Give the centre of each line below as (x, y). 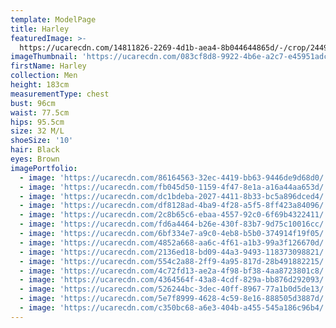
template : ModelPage (53, 19)
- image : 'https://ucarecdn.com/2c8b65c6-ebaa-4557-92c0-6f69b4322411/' (174, 215)
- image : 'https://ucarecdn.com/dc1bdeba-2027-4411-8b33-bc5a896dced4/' (174, 196)
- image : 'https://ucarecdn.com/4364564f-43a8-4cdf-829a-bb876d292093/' (174, 280)
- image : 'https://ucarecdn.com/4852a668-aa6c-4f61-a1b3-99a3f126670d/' (174, 242)
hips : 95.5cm (37, 122)
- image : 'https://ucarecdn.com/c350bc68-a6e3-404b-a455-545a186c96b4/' (174, 308)
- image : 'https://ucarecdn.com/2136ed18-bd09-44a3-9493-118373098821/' (174, 252)
